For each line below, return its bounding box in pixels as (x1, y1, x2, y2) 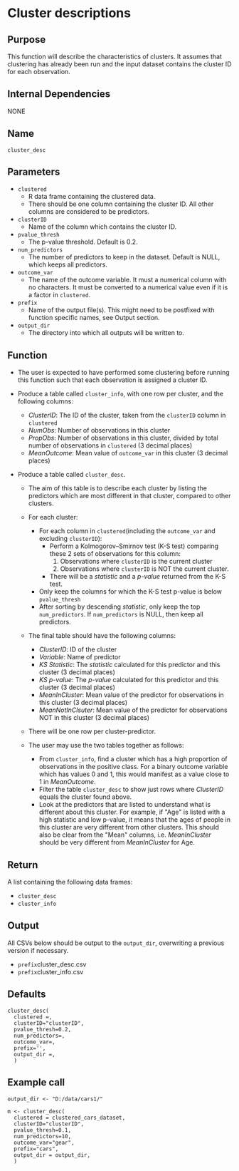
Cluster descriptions (7, 5, 132, 21)
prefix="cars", (14, 1145, 59, 1152)
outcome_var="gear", (14, 1139, 75, 1146)
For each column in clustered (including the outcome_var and (38, 527, 216, 535)
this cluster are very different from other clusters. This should (38, 823, 219, 832)
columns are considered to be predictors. (28, 207, 150, 216)
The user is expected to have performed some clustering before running (17, 368, 230, 377)
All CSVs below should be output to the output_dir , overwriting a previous (7, 939, 225, 947)
